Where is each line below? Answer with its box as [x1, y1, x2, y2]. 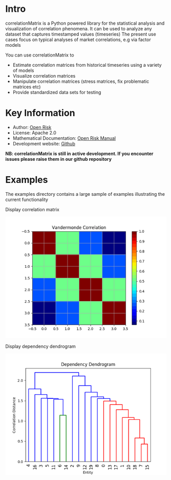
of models [12, 67, 34, 73]
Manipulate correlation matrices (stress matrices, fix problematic [12, 78, 149, 84]
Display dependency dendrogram [5, 343, 76, 349]
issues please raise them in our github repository [5, 156, 112, 162]
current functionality [5, 196, 49, 202]
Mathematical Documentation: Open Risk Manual [12, 135, 116, 141]
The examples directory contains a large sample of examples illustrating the [5, 191, 165, 197]
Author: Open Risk [12, 124, 52, 130]
